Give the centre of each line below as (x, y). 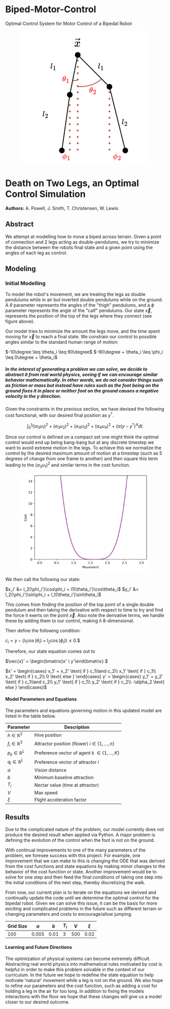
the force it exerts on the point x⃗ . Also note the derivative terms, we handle (85, 615)
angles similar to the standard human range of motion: (62, 342)
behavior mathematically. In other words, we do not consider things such (84, 380)
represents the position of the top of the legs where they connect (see (79, 316)
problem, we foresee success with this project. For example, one (73, 856)
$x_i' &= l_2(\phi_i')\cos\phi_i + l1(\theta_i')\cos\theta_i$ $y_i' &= (72, 589)
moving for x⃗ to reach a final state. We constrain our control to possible (81, 337)
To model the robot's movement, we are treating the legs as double (75, 295)
